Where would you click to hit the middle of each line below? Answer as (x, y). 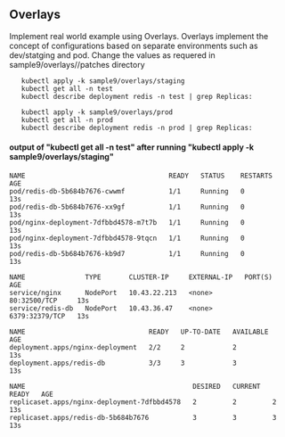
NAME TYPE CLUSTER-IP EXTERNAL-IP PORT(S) (141, 277)
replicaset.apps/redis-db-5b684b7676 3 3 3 (143, 418)
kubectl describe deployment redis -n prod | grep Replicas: (137, 128)
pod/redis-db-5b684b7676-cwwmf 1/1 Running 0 (127, 192)
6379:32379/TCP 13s (49, 317)
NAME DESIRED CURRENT (135, 387)
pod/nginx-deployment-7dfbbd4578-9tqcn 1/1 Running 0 (127, 239)
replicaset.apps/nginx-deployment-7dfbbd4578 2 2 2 (143, 402)
